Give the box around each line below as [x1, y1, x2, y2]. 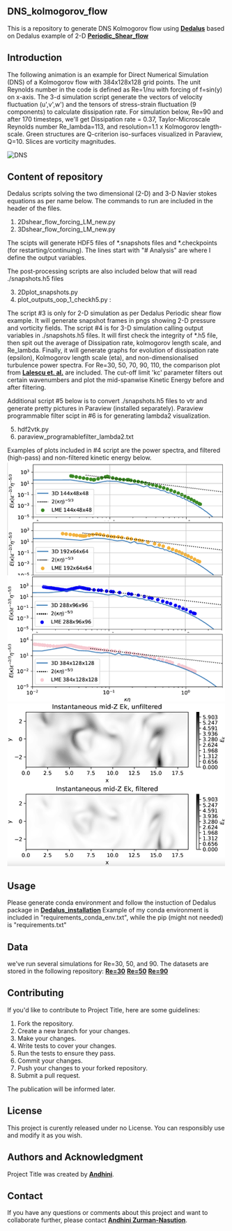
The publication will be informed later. [7, 1084, 116, 1093]
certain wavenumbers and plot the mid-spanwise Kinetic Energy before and [7, 376, 224, 384]
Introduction [7, 52, 63, 64]
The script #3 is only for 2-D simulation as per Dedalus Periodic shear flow [7, 309, 222, 317]
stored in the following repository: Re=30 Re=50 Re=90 [7, 967, 169, 975]
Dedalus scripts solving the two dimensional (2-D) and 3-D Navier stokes [7, 189, 217, 198]
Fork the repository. [17, 1019, 75, 1028]
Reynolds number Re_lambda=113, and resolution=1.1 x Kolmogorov [7, 122, 200, 131]
